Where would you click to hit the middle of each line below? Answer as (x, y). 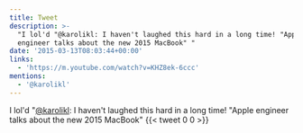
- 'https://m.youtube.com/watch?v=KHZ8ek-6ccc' (109, 68)
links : (22, 59)
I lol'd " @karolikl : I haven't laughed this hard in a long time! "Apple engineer (149, 110)
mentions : (28, 76)
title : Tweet (34, 18)
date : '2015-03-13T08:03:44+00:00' (76, 51)
